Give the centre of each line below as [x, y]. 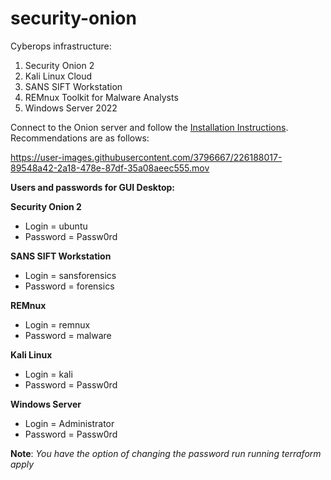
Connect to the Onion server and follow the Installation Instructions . [149, 127]
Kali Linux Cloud [58, 76]
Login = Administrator [69, 423]
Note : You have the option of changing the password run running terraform [166, 453]
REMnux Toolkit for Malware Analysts [101, 97]
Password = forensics [69, 286]
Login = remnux [57, 324]
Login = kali [48, 374]
